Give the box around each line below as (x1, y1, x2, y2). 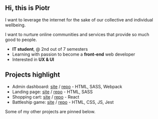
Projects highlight (5, 71, 60, 79)
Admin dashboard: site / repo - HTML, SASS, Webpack (12, 83, 122, 89)
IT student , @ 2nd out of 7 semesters (12, 46, 88, 52)
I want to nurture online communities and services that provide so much (5, 31, 150, 37)
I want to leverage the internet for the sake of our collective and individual (5, 17, 154, 22)
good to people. (5, 37, 37, 42)
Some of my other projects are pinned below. (5, 108, 96, 114)
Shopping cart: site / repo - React (12, 94, 79, 99)
